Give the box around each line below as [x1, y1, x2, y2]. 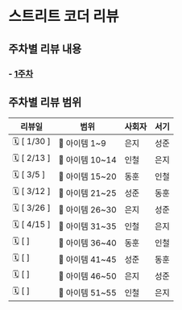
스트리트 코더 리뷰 [8, 7, 119, 26]
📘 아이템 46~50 [58, 271, 117, 282]
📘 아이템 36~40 [58, 237, 117, 248]
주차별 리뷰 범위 [8, 95, 82, 109]
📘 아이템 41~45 [58, 254, 117, 265]
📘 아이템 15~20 [58, 171, 117, 182]
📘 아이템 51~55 [58, 287, 117, 298]
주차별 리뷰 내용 [8, 42, 82, 56]
